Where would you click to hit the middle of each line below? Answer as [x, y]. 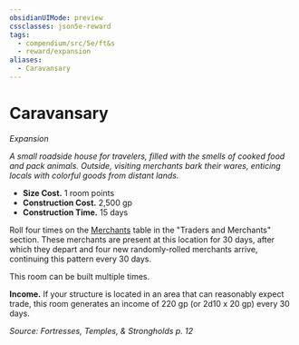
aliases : [26, 60]
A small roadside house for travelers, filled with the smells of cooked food [147, 156]
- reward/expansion [54, 52]
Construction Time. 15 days [75, 212]
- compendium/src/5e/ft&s [67, 43]
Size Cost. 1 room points [68, 192]
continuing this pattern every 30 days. [81, 259]
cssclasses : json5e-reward [60, 26]
